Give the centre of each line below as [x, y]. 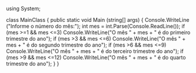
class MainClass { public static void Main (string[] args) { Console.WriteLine [98, 20]
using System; [24, 9]
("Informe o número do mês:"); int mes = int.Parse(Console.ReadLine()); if [96, 26]
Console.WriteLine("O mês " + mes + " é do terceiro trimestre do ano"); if [95, 51]
